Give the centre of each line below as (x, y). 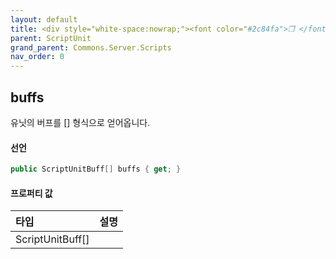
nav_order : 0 (37, 57)
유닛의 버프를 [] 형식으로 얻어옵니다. (80, 122)
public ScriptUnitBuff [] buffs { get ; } (96, 169)
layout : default (44, 19)
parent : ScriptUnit (51, 38)
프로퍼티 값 (31, 193)
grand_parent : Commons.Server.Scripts (91, 47)
